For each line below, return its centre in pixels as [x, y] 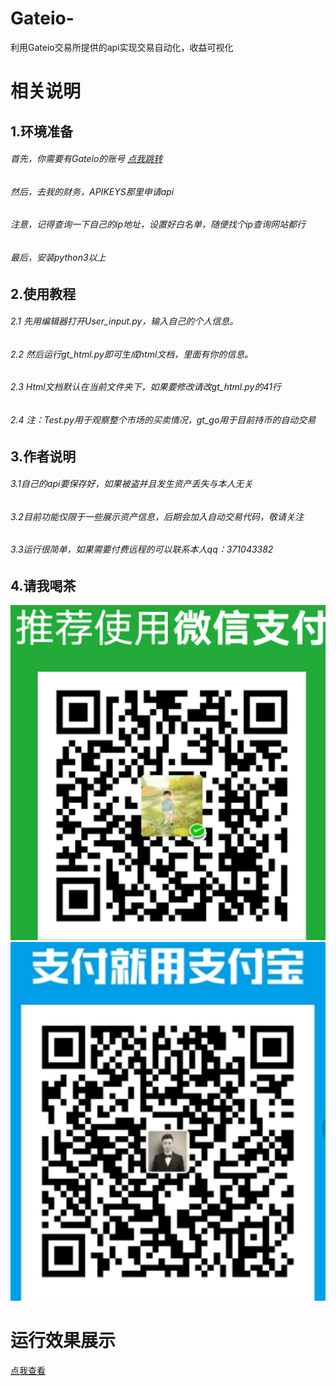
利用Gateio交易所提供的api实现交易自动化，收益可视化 [122, 47]
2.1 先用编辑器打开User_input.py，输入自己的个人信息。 [124, 321]
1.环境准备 [42, 131]
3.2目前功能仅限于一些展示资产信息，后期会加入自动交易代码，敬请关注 [157, 516]
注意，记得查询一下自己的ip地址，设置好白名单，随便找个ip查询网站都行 [158, 224]
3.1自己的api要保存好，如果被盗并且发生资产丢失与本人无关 [131, 484]
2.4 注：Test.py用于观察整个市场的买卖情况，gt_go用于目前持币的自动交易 [163, 419]
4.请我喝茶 [43, 586]
